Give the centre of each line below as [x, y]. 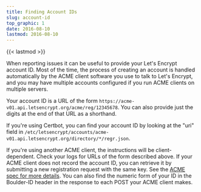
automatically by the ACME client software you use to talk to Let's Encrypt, [100, 76]
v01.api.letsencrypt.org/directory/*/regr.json [68, 139]
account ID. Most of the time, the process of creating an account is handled [101, 70]
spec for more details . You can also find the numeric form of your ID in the [99, 176]
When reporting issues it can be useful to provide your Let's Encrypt [92, 64]
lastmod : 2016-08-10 [32, 35]
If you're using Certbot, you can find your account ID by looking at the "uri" [100, 125]
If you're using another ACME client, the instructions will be [80, 150]
